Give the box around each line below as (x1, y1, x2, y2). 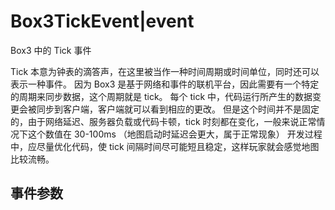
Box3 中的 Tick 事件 (10, 44, 92, 56)
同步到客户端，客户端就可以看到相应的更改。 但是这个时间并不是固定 (36, 103, 320, 115)
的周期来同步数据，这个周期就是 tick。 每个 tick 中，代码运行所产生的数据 (10, 90, 313, 102)
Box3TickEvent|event (10, 10, 195, 33)
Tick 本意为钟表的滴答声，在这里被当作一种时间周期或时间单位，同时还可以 (10, 65, 320, 77)
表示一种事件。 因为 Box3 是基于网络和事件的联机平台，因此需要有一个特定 (10, 78, 320, 90)
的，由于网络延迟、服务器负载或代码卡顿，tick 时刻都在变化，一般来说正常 (10, 115, 317, 127)
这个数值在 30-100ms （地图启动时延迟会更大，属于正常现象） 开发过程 (27, 128, 323, 140)
